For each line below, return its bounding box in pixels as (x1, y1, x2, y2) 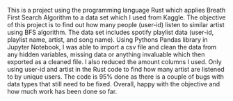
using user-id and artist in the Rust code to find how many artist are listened (7, 65, 225, 73)
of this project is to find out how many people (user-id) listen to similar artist (7, 21, 225, 29)
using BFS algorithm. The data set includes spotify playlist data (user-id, (7, 28, 214, 36)
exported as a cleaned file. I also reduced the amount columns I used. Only (7, 58, 222, 65)
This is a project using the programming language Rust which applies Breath (7, 6, 226, 14)
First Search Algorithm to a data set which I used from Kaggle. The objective (7, 13, 226, 22)
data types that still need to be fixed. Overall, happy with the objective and (7, 80, 220, 88)
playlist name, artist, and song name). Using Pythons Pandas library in (7, 36, 208, 44)
